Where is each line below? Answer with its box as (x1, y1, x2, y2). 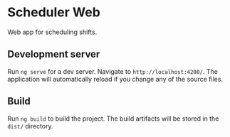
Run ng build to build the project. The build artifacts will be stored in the (7, 114, 219, 123)
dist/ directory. (7, 121, 53, 130)
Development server (7, 48, 100, 60)
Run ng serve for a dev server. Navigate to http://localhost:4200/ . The (7, 67, 219, 75)
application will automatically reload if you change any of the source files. (7, 75, 223, 83)
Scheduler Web (7, 4, 101, 21)
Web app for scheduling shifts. (7, 28, 98, 36)
